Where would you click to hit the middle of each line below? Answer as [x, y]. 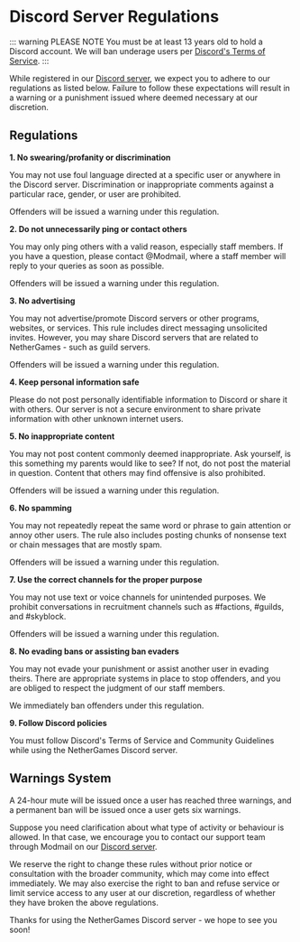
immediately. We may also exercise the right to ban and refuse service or [145, 883]
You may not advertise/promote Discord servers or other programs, [134, 318]
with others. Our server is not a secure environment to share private [135, 409]
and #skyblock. [38, 616]
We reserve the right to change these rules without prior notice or [131, 863]
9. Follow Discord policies [59, 723]
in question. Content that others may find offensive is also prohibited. [137, 472]
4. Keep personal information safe [74, 382]
